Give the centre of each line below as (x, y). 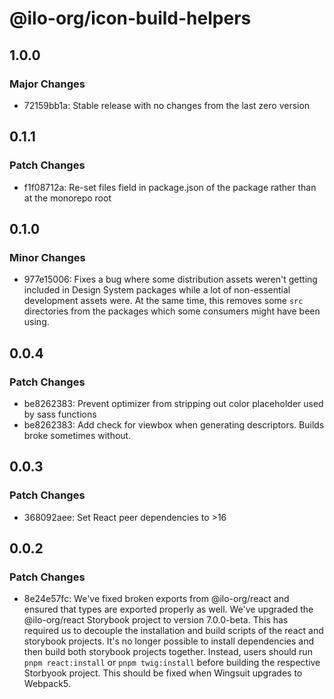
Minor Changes (47, 257)
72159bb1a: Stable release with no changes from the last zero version (167, 105)
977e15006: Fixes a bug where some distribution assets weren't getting (170, 279)
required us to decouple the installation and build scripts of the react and (173, 631)
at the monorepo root (67, 198)
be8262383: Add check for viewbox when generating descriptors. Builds (174, 424)
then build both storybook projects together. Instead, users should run (168, 652)
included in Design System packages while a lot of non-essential (157, 290)
